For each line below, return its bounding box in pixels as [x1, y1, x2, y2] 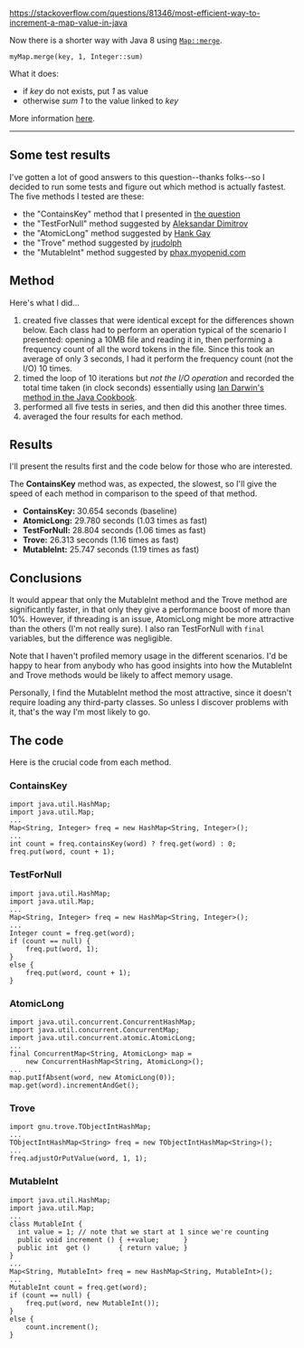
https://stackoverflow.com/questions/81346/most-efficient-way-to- [9, 8, 261, 18]
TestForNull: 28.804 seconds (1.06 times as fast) [22, 525, 206, 536]
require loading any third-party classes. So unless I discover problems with [9, 697, 290, 708]
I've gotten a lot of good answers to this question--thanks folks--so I [9, 171, 265, 182]
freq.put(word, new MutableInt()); [25, 1298, 160, 1307]
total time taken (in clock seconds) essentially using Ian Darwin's [22, 382, 264, 393]
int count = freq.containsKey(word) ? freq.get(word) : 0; [9, 839, 237, 849]
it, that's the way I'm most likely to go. [9, 706, 151, 718]
